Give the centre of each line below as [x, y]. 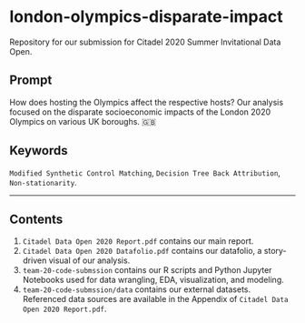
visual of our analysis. [89, 260]
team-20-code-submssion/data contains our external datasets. [137, 289]
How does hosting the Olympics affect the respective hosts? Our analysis [147, 102]
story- [275, 251]
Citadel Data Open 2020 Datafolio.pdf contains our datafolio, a [142, 251]
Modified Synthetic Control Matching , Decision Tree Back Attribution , [145, 172]
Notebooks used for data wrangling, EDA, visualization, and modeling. [153, 280]
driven [34, 260]
